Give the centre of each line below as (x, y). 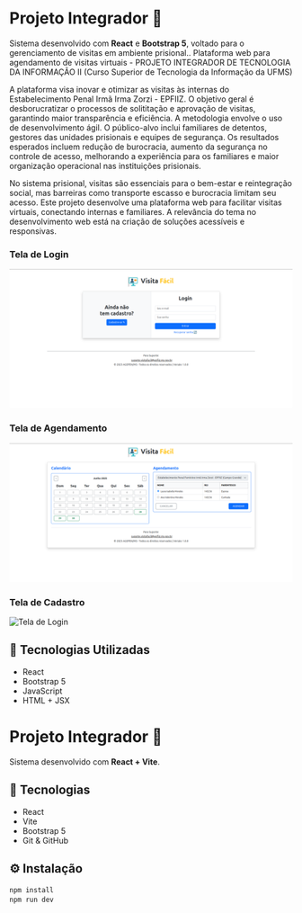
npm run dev (31, 900)
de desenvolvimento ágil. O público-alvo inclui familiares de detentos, (138, 127)
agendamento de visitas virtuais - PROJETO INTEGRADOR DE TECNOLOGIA (150, 62)
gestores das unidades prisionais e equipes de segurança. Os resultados (144, 137)
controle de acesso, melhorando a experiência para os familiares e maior (144, 156)
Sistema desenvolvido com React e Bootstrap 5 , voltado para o (127, 43)
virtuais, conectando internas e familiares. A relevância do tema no (133, 211)
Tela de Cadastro (47, 602)
